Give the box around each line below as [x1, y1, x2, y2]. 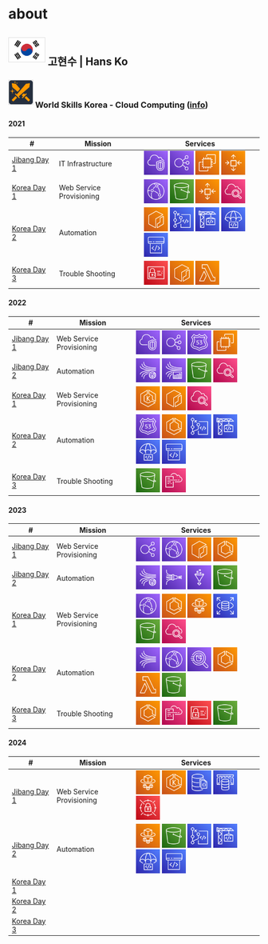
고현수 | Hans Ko [47, 54, 128, 68]
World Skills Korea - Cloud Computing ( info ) [34, 99, 209, 110]
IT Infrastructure [58, 159, 113, 169]
